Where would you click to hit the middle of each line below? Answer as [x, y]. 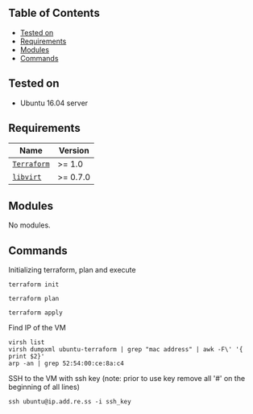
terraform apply [35, 313]
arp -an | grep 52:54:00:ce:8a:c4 [66, 364]
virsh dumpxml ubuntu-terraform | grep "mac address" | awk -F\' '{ [126, 350]
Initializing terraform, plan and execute [72, 270]
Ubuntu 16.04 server [54, 103]
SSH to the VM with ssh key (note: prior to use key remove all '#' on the [127, 379]
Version [75, 150]
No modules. [29, 225]
